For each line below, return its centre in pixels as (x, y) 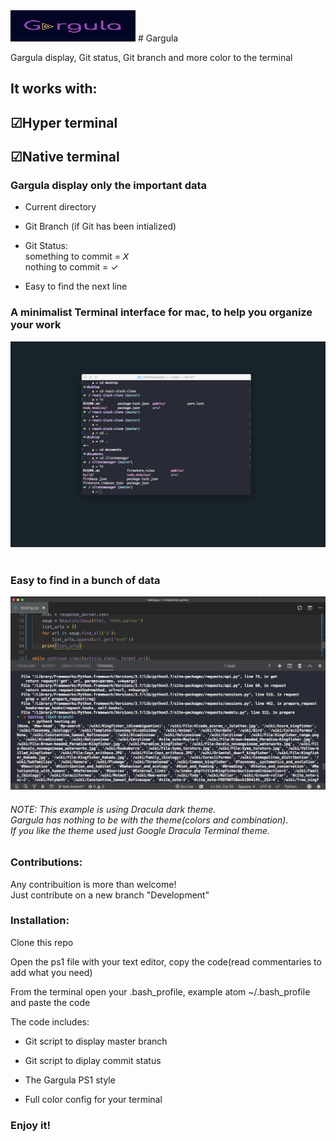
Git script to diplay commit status (93, 1060)
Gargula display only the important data (109, 186)
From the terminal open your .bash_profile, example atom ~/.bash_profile (160, 991)
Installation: (40, 921)
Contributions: (46, 862)
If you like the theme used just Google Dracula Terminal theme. (140, 830)
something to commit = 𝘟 (77, 256)
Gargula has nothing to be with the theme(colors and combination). (149, 820)
